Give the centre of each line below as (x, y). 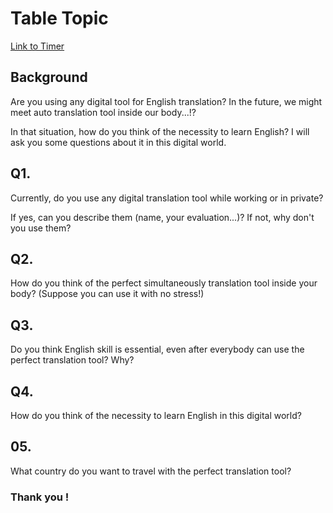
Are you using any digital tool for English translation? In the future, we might (166, 101)
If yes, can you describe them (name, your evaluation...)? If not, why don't (162, 217)
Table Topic (59, 18)
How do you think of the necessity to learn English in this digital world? (156, 415)
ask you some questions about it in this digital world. (118, 142)
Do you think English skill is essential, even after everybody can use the (157, 349)
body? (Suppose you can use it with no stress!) (107, 294)
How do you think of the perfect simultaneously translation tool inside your (164, 283)
